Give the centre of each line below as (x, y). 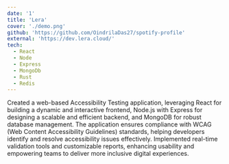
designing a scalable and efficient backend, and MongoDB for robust (105, 118)
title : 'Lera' (27, 20)
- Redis (24, 83)
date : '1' (21, 13)
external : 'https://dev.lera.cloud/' (61, 39)
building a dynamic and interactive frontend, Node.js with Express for (105, 110)
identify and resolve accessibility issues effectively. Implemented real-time (112, 139)
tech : (15, 45)
